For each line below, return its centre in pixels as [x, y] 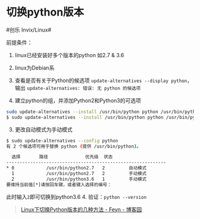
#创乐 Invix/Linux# [29, 30]
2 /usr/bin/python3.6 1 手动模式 [79, 179]
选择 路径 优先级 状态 [62, 157]
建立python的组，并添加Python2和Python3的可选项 [78, 100]
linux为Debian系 [35, 68]
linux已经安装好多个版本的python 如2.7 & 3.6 [69, 55]
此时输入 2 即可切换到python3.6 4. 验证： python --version [76, 196]
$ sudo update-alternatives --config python [62, 140]
